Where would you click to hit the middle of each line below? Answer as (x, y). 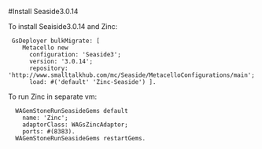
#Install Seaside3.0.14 (43, 11)
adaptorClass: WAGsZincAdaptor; (75, 125)
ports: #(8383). (49, 132)
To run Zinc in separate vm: (52, 96)
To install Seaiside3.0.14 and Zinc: (63, 26)
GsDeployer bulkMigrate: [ (56, 41)
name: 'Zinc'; (45, 118)
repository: (48, 68)
